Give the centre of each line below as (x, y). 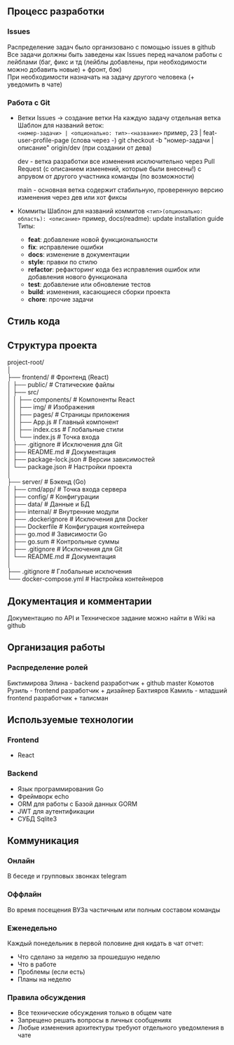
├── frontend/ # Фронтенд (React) (58, 377)
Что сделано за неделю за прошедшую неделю (89, 956)
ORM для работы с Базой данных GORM (77, 804)
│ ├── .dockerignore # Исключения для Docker (78, 519)
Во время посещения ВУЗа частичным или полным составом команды (114, 909)
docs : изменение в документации (78, 254)
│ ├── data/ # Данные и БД (49, 504)
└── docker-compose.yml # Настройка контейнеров (85, 579)
